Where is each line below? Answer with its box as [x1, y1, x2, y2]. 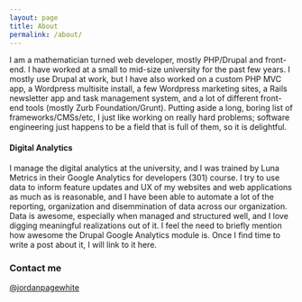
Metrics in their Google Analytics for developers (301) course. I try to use [9, 172, 280, 183]
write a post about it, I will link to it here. [9, 239, 158, 250]
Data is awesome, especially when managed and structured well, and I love [9, 210, 288, 221]
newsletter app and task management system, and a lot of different [9, 93, 259, 104]
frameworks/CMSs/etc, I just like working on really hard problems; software [9, 112, 290, 123]
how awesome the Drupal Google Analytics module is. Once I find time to [9, 229, 281, 240]
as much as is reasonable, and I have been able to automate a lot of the [9, 191, 275, 202]
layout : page [9, 13, 59, 23]
